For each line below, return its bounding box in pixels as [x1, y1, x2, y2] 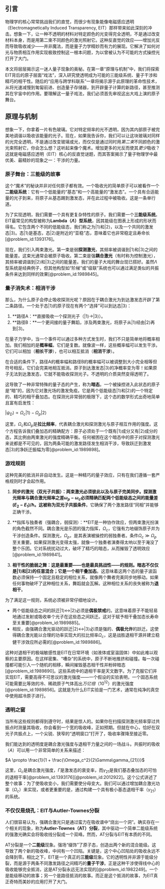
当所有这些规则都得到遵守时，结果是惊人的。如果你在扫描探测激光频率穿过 [5, 718, 156, 724]
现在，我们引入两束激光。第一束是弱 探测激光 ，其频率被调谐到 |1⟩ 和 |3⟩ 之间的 [5, 246, 158, 252]
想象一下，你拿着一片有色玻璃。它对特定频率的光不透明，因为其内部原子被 [5, 126, 156, 132]
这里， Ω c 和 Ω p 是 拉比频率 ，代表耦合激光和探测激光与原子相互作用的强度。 [5, 421, 154, 428]
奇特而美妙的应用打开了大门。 [9, 879, 70, 885]
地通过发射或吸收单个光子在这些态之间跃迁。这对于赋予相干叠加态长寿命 [12, 614, 159, 620]
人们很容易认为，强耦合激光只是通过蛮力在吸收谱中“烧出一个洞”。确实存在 [5, 819, 156, 825]
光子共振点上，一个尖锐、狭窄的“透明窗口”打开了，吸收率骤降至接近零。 [5, 731, 151, 737]
